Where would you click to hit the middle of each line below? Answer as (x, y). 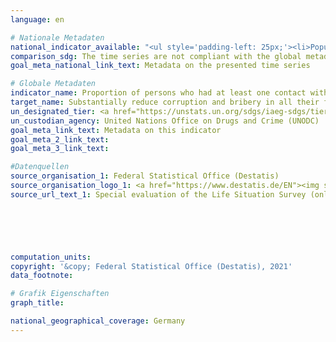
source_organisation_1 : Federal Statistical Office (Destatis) (145, 176)
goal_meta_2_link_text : (60, 139)
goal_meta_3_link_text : (60, 149)
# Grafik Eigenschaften (60, 294)
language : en (37, 19)
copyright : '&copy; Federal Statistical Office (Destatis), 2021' (151, 266)
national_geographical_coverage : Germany (98, 321)
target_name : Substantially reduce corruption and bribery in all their (165, 102)
